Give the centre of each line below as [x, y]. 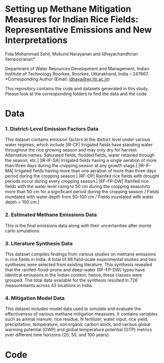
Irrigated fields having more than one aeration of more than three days [85, 171]
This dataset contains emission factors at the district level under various [78, 140]
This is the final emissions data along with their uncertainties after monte [78, 225]
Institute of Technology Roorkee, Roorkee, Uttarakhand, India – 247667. [77, 74]
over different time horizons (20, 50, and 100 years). [58, 335]
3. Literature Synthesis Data [39, 243]
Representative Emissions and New [79, 30]
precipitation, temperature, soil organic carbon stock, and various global [78, 324]
